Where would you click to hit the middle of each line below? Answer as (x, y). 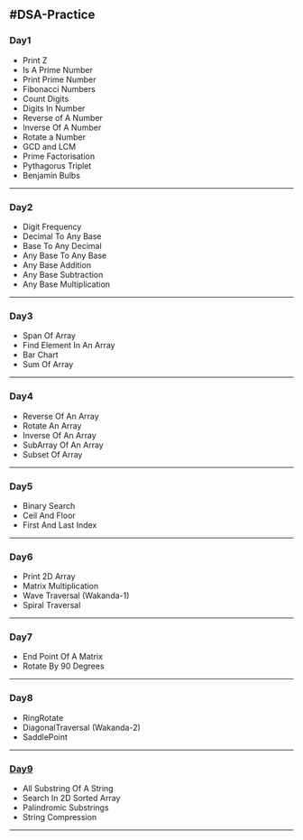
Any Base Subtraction (63, 274)
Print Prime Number (59, 79)
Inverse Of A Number (62, 127)
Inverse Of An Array (59, 435)
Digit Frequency (52, 226)
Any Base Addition (57, 264)
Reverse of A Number (63, 117)
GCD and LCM (49, 146)
